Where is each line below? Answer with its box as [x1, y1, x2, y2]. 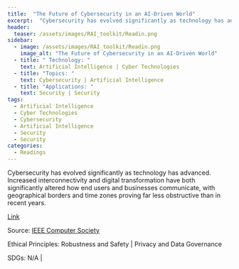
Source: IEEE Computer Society [7, 226, 100, 234]
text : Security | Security [20, 89, 100, 97]
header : [7, 23, 31, 31]
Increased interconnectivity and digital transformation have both [7, 176, 196, 185]
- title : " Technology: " [14, 57, 91, 64]
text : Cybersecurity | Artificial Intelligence [20, 76, 164, 84]
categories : [7, 143, 43, 150]
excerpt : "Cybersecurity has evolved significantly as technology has [7, 17, 224, 24]
